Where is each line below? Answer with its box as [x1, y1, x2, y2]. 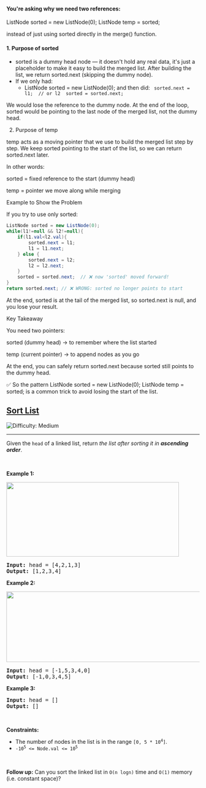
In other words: [6, 163, 45, 171]
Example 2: [6, 579, 36, 586]
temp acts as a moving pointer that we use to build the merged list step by [6, 138, 194, 145]
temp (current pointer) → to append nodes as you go [6, 350, 140, 358]
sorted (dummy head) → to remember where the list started [6, 338, 157, 346]
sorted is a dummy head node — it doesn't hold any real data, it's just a [15, 58, 195, 66]
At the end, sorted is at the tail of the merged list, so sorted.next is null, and [6, 296, 196, 304]
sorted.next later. [6, 151, 50, 159]
